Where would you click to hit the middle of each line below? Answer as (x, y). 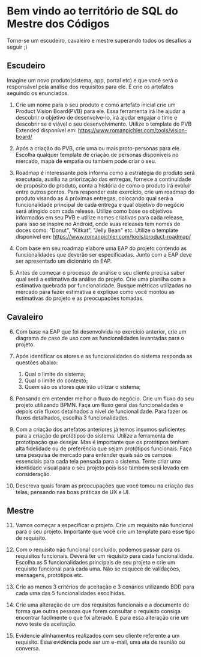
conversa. (28, 649)
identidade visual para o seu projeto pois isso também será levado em (102, 468)
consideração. (33, 474)
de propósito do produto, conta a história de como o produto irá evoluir (103, 185)
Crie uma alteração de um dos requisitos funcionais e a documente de (102, 605)
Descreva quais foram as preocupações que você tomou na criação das (104, 486)
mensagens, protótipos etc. (49, 575)
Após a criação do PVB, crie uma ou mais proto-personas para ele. (98, 148)
